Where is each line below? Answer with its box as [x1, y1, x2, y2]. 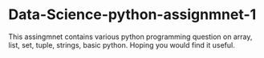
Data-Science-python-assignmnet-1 [8, 6, 257, 24]
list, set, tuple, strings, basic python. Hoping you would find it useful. [8, 40, 235, 49]
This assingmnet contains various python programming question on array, [8, 32, 253, 41]
